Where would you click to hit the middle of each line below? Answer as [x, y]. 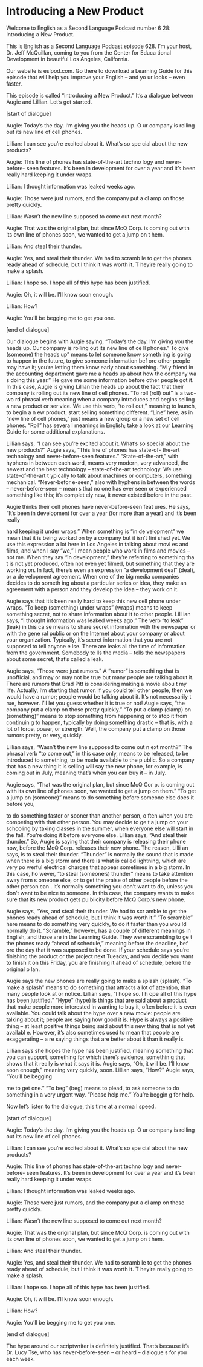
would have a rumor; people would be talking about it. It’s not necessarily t [99, 696]
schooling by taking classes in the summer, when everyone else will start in [100, 828]
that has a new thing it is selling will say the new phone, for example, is [94, 766]
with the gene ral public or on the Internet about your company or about [96, 633]
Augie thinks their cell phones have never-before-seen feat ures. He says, [98, 506]
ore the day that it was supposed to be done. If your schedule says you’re [98, 950]
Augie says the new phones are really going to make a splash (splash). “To [99, 981]
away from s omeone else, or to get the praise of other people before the [97, 880]
